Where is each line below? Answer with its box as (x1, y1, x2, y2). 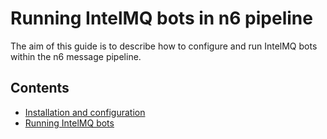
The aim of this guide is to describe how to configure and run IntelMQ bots (10, 40, 318, 52)
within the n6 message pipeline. (10, 50, 142, 62)
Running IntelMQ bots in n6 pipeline (10, 7, 313, 30)
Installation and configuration (24, 106, 146, 118)
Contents (10, 80, 70, 97)
